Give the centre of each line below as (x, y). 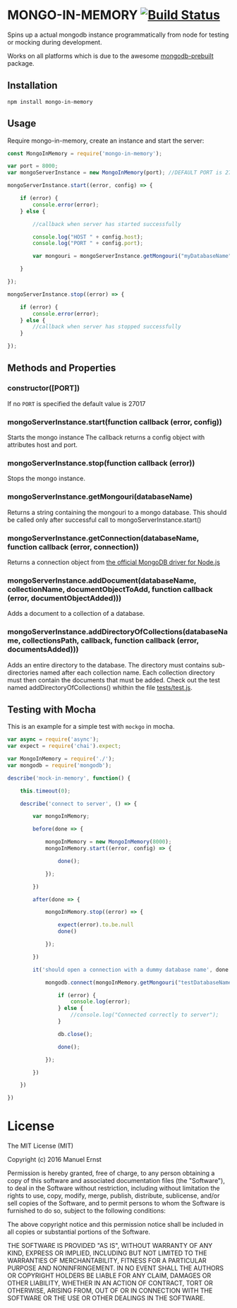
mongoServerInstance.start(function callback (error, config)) (115, 422)
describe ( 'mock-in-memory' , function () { (69, 778)
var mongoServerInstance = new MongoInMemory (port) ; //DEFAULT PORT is (115, 173)
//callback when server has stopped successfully (107, 327)
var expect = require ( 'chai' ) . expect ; (64, 746)
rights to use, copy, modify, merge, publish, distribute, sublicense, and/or (114, 1196)
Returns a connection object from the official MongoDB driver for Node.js (114, 562)
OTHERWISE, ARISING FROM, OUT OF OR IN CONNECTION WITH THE (110, 1291)
